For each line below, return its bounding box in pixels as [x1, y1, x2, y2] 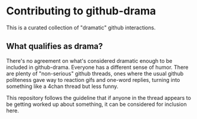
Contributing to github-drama [6, 4, 156, 18]
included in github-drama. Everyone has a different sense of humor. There [6, 63, 189, 71]
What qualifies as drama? [6, 41, 103, 51]
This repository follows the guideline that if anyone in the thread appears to [6, 94, 191, 101]
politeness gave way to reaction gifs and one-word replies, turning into [6, 76, 180, 83]
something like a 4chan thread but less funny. [6, 83, 118, 90]
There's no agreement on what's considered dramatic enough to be [6, 57, 173, 64]
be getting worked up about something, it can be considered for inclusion [6, 100, 187, 108]
